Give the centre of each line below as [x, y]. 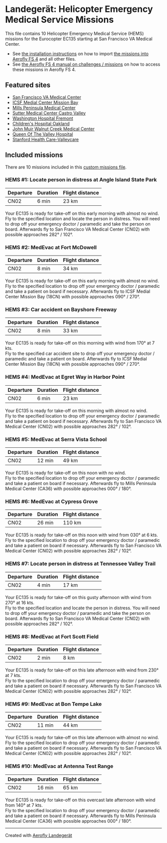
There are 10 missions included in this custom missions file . [66, 167]
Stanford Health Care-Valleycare [45, 139]
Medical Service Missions [60, 20]
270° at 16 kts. [20, 602]
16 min [45, 787]
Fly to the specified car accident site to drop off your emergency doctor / [80, 353]
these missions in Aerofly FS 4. [44, 69]
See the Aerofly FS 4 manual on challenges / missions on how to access [86, 64]
